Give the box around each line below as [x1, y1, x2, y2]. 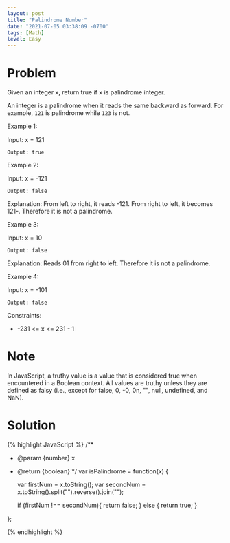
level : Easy [7, 36, 41, 43]
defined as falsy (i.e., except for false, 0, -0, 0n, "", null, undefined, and [7, 387, 208, 394]
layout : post [7, 10, 45, 17]
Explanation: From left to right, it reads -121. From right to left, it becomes [7, 200, 214, 208]
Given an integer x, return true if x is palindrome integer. [7, 88, 165, 96]
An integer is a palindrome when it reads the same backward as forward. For [7, 101, 224, 110]
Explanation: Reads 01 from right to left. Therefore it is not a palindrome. [7, 259, 211, 267]
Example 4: [7, 273, 39, 281]
